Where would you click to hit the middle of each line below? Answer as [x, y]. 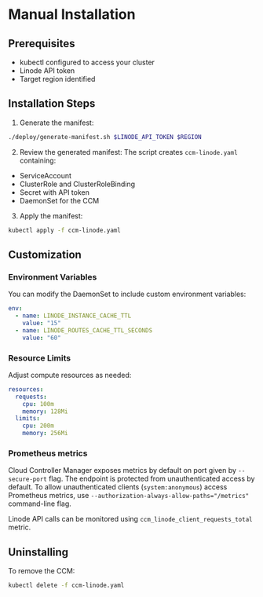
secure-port [27, 480]
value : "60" [42, 338]
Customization [45, 254]
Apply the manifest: [51, 216]
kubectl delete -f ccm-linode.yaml [66, 586]
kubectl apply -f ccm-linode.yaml [65, 230]
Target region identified [57, 79]
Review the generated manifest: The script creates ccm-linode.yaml [128, 152]
